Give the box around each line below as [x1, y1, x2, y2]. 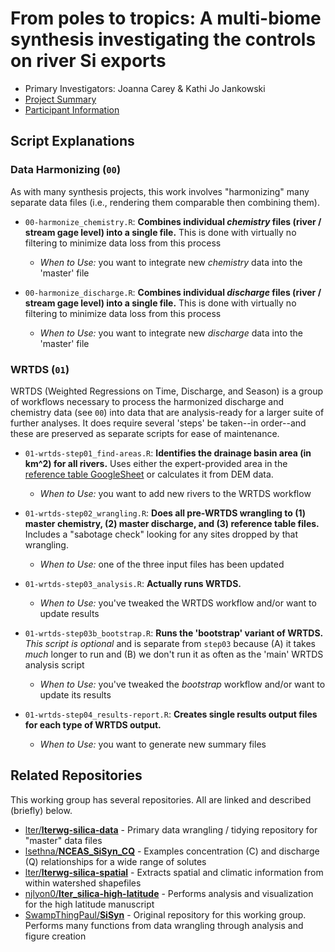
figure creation [24, 930, 87, 942]
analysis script [24, 658, 85, 671]
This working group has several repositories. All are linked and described [10, 793, 312, 806]
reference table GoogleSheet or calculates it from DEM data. [24, 468, 274, 480]
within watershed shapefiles [24, 877, 142, 889]
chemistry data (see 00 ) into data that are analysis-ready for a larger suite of [10, 406, 325, 418]
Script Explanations [10, 133, 135, 150]
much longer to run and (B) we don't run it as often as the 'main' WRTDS [24, 648, 324, 660]
